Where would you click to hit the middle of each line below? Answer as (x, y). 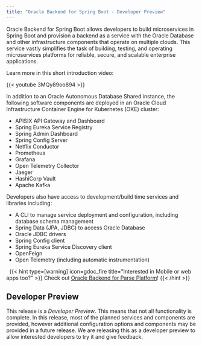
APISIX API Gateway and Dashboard (60, 121)
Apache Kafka (33, 185)
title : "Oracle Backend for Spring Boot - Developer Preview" (86, 12)
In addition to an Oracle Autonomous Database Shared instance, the (91, 96)
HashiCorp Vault (35, 178)
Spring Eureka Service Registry (54, 127)
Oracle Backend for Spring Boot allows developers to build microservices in (100, 29)
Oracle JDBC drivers (40, 234)
